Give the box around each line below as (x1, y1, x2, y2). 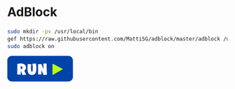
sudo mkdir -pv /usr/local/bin (7, 28, 99, 35)
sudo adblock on (7, 42, 55, 49)
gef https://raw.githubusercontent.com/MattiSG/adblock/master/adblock (7, 35, 220, 42)
